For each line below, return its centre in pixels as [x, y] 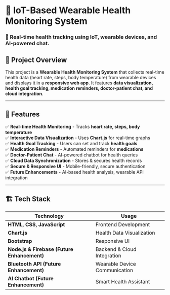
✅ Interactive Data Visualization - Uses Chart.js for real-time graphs [78, 138]
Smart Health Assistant [123, 281]
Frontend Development [123, 224]
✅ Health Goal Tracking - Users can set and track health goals [71, 143]
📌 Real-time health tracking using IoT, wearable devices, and [81, 37]
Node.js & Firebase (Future [40, 249]
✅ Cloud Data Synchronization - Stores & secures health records [74, 160]
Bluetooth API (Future [34, 264]
